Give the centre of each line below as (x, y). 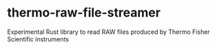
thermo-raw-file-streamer (84, 13)
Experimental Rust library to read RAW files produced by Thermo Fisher (108, 32)
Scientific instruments (38, 39)
